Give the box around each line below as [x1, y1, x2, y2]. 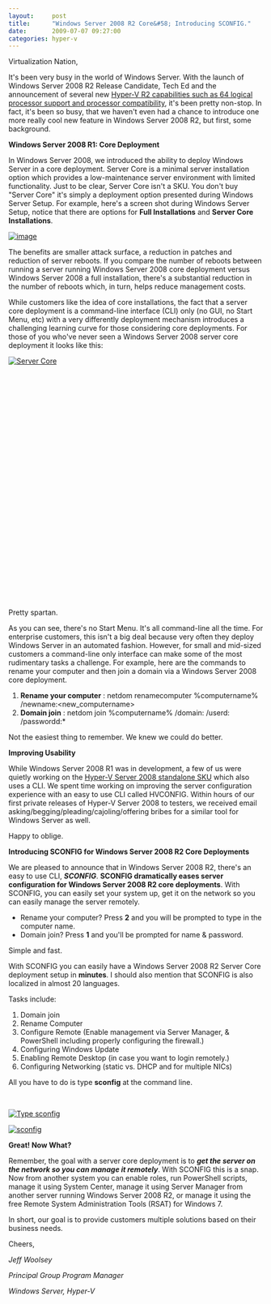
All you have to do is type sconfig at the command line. [8, 1078, 193, 1087]
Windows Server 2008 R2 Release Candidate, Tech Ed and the [8, 81, 217, 91]
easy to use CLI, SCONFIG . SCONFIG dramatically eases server [8, 871, 224, 881]
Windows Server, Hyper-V [8, 1286, 95, 1296]
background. [8, 124, 51, 134]
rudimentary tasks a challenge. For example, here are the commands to [8, 658, 247, 667]
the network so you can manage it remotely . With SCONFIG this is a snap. [8, 1165, 259, 1174]
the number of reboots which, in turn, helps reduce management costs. [8, 281, 246, 292]
